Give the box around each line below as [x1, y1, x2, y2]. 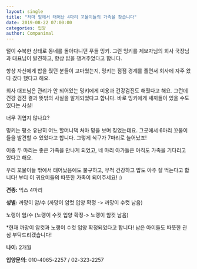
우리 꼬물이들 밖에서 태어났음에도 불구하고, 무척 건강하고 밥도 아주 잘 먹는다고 [6, 167, 183, 174]
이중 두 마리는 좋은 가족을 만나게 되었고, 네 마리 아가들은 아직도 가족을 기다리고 [6, 147, 186, 154]
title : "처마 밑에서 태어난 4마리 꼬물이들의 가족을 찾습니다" [6, 14, 137, 20]
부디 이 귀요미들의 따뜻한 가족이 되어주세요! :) [18, 174, 122, 181]
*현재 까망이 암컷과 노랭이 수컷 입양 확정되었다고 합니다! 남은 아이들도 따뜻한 [6, 224, 181, 231]
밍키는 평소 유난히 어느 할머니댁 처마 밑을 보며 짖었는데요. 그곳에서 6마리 [6, 127, 172, 134]
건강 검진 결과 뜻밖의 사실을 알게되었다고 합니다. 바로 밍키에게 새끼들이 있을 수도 [6, 95, 190, 102]
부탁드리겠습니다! [12, 231, 52, 238]
